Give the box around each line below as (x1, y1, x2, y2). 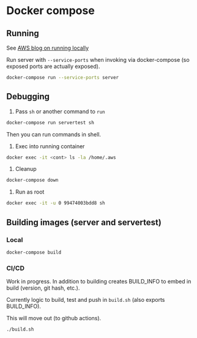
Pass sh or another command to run (15, 108, 105, 115)
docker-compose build (6, 249, 62, 255)
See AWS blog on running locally (6, 44, 89, 51)
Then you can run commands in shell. (6, 130, 102, 138)
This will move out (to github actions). (6, 315, 102, 322)
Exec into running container (15, 142, 85, 150)
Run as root (15, 188, 45, 196)
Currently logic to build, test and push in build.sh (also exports (6, 296, 165, 304)
